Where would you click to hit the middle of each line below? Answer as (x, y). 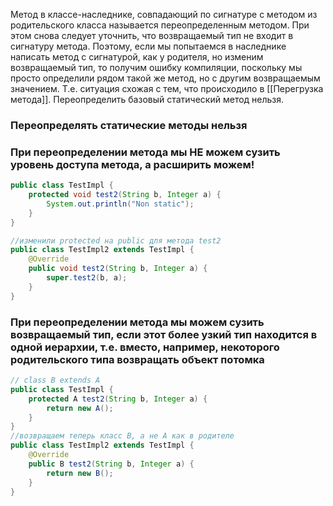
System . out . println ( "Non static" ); (120, 204)
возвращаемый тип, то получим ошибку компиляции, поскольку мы (156, 67)
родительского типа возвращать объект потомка (137, 359)
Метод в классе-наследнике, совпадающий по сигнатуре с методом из (164, 14)
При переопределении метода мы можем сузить (137, 322)
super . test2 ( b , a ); (87, 278)
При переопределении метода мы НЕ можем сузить (145, 152)
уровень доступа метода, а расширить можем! (132, 164)
